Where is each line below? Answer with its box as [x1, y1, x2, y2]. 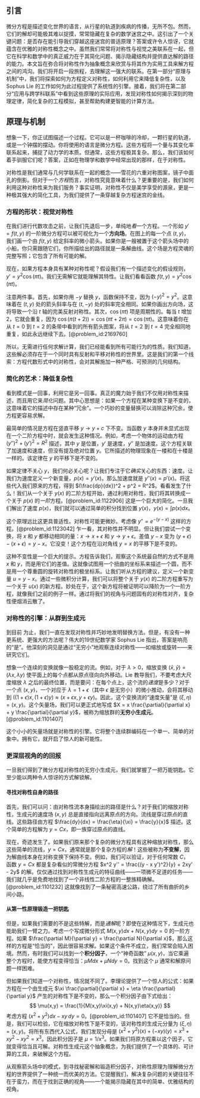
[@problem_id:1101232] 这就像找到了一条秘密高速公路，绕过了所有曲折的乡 [6, 883, 190, 890]
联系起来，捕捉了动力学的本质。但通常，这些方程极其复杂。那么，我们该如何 [6, 148, 194, 155]
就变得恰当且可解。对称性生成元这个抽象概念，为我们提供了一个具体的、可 [6, 1042, 189, 1050]
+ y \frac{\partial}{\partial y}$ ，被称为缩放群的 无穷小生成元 [6, 709, 152, 716]
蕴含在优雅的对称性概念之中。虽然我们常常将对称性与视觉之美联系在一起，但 [6, 45, 194, 52]
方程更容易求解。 [6, 411, 48, 419]
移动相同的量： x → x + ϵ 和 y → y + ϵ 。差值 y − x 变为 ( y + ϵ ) [43, 532, 192, 539]
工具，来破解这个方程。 [16, 1050, 74, 1057]
